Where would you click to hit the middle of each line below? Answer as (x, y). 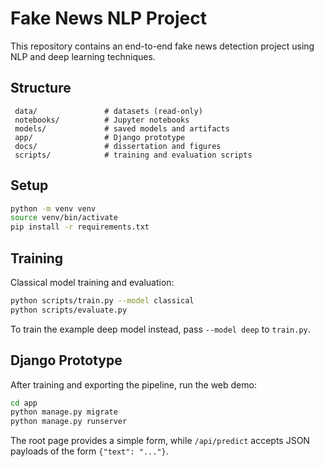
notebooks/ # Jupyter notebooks (102, 120)
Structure (41, 88)
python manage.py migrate (64, 412)
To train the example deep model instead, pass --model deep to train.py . (160, 329)
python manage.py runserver (69, 422)
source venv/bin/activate (64, 218)
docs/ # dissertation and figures (118, 146)
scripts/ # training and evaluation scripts (133, 155)
